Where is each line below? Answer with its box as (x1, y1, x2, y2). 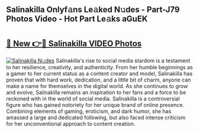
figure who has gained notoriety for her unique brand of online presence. (6, 102, 185, 108)
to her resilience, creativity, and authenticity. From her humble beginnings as (6, 64, 193, 70)
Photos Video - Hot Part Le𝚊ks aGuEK (6, 14, 148, 24)
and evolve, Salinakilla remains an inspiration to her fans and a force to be (6, 89, 187, 96)
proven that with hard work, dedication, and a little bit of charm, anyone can (6, 76, 191, 83)
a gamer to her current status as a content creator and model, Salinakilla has (6, 70, 192, 77)
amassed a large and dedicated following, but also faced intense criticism (6, 114, 186, 121)
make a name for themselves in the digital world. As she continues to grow (6, 83, 188, 89)
